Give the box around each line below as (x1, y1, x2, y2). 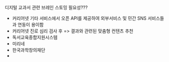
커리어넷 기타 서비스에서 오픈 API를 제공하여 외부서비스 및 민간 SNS (12, 15, 147, 21)
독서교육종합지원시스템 (12, 35, 58, 40)
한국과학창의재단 (12, 47, 45, 53)
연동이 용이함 (17, 22, 44, 27)
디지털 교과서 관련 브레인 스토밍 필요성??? (5, 5, 88, 10)
